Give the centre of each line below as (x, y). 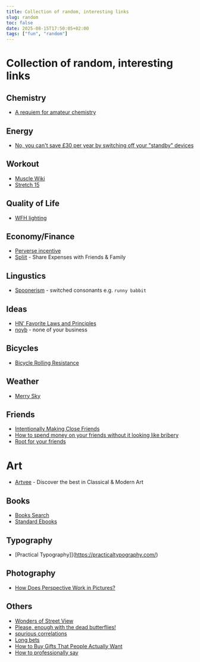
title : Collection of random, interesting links (68, 12)
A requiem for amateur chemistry (55, 112)
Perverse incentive (38, 251)
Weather (23, 382)
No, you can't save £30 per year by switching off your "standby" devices (104, 145)
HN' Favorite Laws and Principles (55, 323)
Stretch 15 (27, 185)
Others (19, 606)
